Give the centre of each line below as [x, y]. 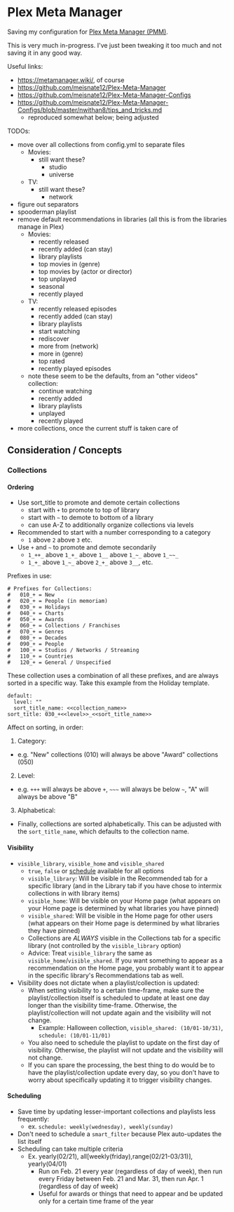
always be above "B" [48, 797]
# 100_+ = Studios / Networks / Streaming [73, 651]
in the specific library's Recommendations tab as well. [106, 975]
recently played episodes [75, 368]
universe [61, 174]
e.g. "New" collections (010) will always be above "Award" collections [118, 755]
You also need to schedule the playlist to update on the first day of [124, 1042]
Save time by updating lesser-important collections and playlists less [116, 1112]
